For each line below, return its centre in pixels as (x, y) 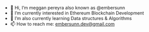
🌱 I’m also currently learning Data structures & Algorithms (71, 18)
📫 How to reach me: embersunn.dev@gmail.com (62, 24)
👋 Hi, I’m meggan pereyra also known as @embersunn (68, 8)
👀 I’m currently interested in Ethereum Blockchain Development (77, 13)
